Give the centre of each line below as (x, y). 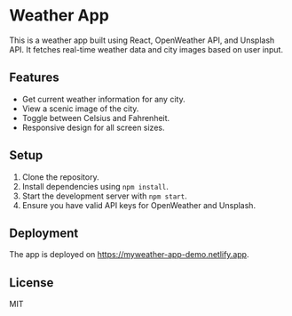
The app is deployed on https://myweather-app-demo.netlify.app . (129, 255)
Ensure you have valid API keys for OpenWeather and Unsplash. (138, 205)
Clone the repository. (60, 177)
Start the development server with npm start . (105, 196)
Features (34, 78)
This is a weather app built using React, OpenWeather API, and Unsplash (142, 40)
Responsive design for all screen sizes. (93, 127)
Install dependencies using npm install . (95, 186)
